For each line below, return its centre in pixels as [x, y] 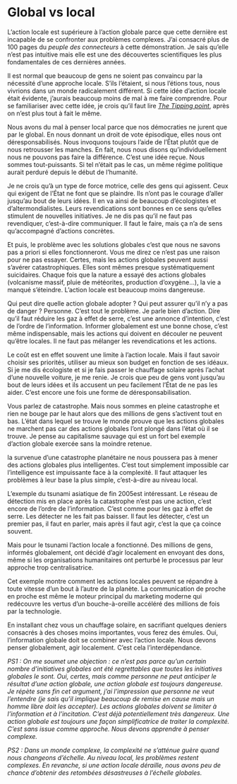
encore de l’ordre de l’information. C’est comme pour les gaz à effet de [110, 508]
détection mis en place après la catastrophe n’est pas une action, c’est [109, 501]
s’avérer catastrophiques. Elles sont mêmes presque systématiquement [111, 267]
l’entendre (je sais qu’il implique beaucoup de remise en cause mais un [111, 698]
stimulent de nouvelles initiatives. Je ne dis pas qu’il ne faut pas [100, 216]
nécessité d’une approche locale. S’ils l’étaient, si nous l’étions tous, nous [114, 83]
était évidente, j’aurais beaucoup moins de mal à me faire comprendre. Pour [117, 98]
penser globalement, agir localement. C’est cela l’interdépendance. [105, 647]
